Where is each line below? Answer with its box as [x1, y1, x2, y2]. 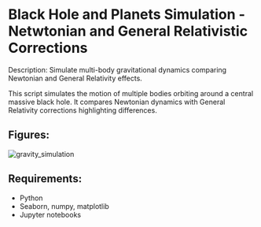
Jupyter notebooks [19, 210, 81, 219]
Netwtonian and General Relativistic [8, 22, 248, 40]
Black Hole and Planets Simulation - [8, 6, 246, 24]
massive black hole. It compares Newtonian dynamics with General [8, 97, 226, 106]
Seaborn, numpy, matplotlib [19, 201, 109, 210]
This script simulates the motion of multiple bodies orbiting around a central [8, 88, 254, 98]
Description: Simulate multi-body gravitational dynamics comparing [8, 65, 226, 74]
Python [19, 193, 43, 203]
